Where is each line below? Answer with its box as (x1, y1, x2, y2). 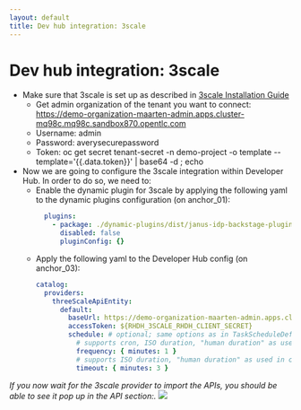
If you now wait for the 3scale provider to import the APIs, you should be (9, 379, 278, 390)
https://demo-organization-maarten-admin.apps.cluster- (35, 109, 245, 119)
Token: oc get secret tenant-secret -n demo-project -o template (35, 147, 272, 158)
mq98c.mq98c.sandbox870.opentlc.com (35, 118, 186, 129)
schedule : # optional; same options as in (67, 330, 229, 339)
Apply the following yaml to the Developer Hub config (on (35, 253, 248, 264)
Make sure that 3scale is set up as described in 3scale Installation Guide (21, 90, 289, 100)
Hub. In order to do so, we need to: (21, 176, 152, 187)
